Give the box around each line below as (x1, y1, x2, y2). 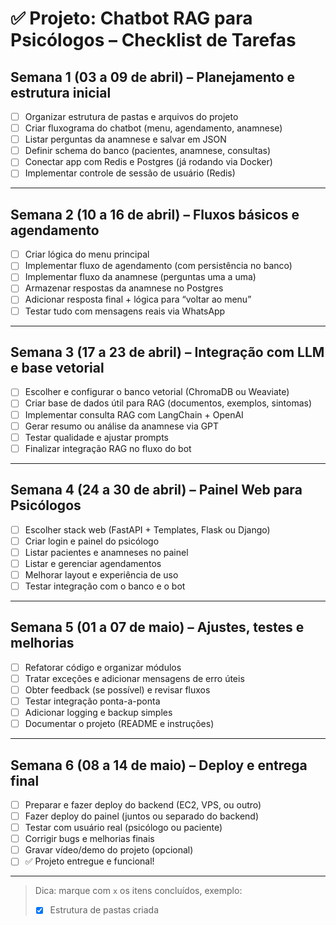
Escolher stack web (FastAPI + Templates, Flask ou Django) (24, 523, 271, 536)
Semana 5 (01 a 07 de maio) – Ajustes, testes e (10, 619, 305, 636)
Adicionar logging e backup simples (24, 707, 173, 718)
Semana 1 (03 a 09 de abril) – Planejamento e (10, 68, 295, 86)
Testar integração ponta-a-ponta (24, 695, 161, 707)
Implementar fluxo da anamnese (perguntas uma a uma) (24, 271, 257, 283)
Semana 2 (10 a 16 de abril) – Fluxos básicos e (10, 206, 300, 223)
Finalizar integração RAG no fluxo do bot (24, 442, 192, 454)
